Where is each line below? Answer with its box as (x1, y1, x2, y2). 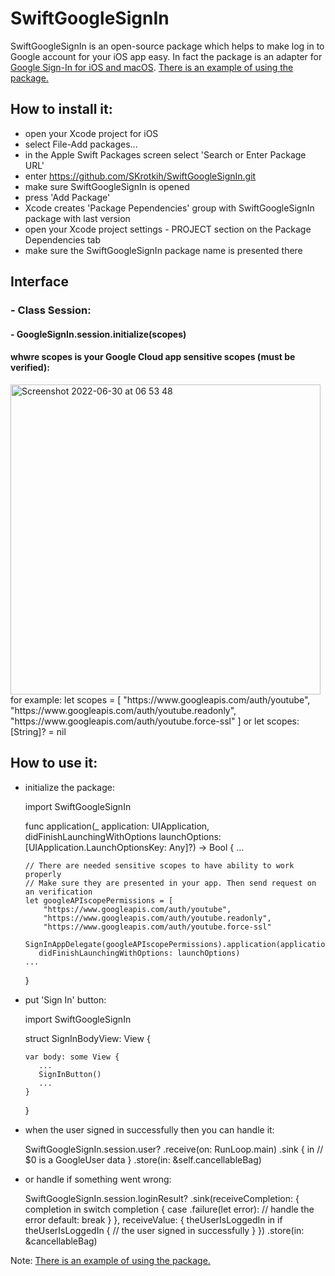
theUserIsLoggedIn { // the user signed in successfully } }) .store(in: (24, 1224, 305, 1236)
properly (24, 869, 62, 879)
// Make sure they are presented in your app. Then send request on (24, 878, 317, 888)
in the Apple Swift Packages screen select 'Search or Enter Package (24, 148, 307, 161)
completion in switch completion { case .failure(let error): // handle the (24, 1203, 315, 1215)
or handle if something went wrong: (24, 1173, 172, 1185)
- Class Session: (10, 303, 92, 317)
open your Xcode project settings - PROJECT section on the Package (24, 223, 312, 235)
